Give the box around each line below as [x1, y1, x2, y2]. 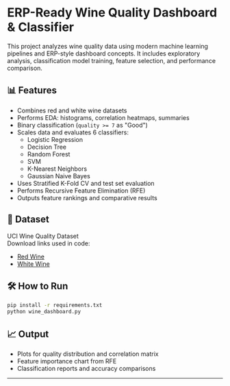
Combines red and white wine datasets [16, 106, 127, 114]
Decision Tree [27, 143, 67, 151]
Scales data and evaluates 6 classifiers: [16, 128, 129, 136]
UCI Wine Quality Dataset [7, 232, 79, 240]
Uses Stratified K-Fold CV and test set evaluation [16, 179, 155, 187]
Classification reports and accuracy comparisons [16, 364, 156, 372]
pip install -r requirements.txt [7, 302, 103, 309]
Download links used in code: [7, 239, 90, 248]
